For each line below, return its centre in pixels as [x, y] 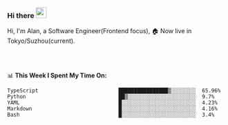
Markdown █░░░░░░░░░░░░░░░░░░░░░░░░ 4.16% [112, 109]
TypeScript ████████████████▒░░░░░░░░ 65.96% [114, 91]
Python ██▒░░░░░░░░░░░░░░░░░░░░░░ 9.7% [111, 97]
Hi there [21, 15]
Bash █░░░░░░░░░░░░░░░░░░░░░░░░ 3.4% [111, 115]
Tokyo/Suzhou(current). [41, 41]
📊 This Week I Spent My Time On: [57, 75]
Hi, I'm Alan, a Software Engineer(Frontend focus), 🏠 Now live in [99, 31]
